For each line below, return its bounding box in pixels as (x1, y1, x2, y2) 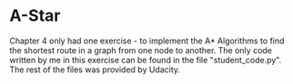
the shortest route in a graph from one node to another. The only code (9, 44, 273, 55)
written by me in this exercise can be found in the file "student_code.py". (9, 54, 282, 65)
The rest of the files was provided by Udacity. (9, 64, 180, 75)
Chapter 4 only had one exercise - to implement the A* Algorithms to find (9, 35, 285, 46)
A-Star (9, 5, 61, 26)
